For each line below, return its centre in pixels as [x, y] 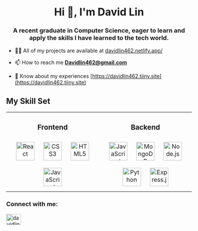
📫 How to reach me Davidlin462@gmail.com [71, 63]
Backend [145, 127]
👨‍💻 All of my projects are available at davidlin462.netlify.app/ [89, 51]
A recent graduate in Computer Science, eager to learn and [99, 31]
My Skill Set [28, 101]
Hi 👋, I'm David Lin [99, 12]
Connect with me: [32, 204]
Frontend [53, 127]
